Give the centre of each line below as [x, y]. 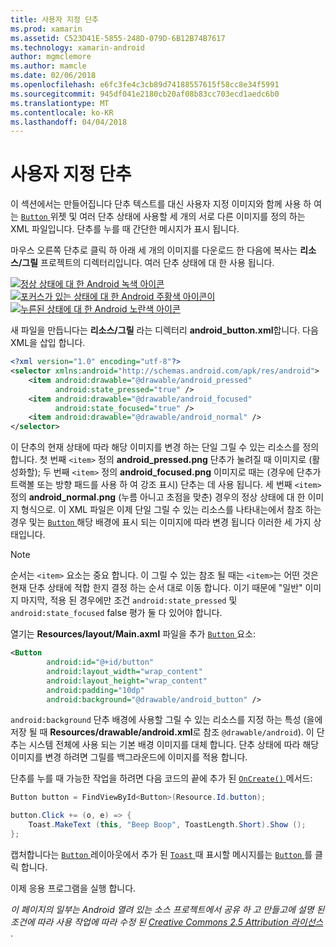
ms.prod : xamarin [46, 29]
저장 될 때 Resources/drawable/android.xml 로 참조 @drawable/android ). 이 [162, 732]
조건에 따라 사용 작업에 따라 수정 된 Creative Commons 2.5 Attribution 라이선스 [167, 922]
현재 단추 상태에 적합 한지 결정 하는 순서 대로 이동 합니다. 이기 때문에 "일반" [156, 588]
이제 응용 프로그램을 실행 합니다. [73, 888]
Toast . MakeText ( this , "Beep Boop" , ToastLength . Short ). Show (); [167, 825]
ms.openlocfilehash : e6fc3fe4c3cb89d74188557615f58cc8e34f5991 [145, 85]
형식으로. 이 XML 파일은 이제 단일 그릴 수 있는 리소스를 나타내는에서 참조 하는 [171, 510]
